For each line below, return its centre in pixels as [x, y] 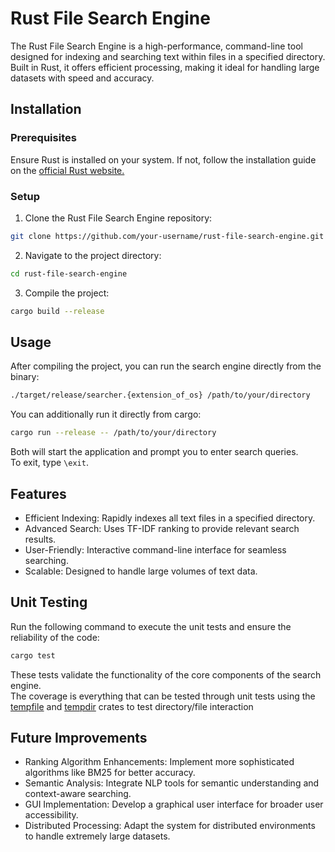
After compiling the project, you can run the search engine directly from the [166, 366]
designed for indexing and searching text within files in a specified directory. [168, 56]
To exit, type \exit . [49, 463]
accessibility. [51, 815]
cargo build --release [57, 311]
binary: [25, 377]
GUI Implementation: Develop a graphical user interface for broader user [174, 804]
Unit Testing [49, 602]
